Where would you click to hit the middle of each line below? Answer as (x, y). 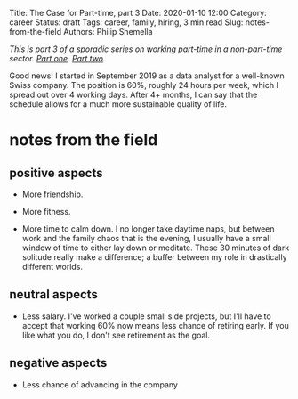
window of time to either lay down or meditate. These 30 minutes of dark (156, 248)
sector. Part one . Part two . (57, 58)
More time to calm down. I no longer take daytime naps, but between (148, 229)
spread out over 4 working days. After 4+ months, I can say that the (133, 94)
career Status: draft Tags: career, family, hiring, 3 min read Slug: (126, 22)
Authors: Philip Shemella (108, 32)
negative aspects (58, 363)
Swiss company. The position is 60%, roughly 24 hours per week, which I (144, 85)
